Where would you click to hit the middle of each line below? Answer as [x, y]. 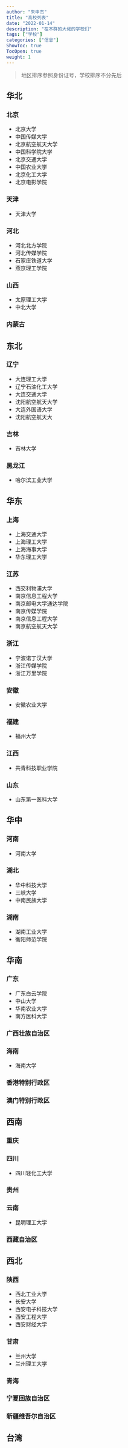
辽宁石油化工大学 [36, 386]
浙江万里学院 [31, 673]
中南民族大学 [31, 900]
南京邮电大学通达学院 [41, 603]
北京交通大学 [31, 159]
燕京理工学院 [31, 268]
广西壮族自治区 [28, 1033]
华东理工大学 [31, 557]
